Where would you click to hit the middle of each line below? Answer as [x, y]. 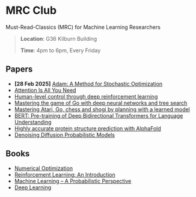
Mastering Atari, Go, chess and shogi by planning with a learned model [102, 109]
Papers [19, 69]
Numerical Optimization [44, 168]
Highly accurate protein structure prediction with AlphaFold [88, 128]
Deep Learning [33, 187]
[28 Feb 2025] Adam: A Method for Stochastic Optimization [88, 83]
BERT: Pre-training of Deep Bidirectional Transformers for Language [99, 115]
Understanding [33, 122]
